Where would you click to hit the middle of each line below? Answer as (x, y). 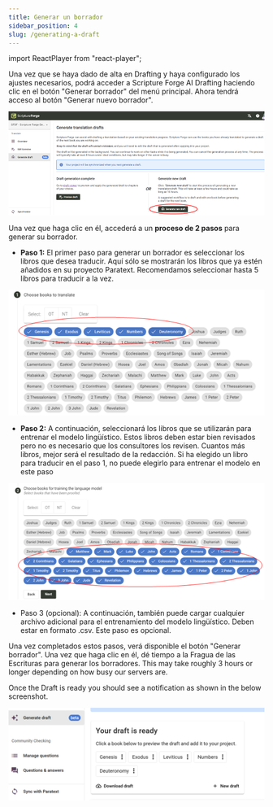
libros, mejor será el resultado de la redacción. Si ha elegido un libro (134, 455)
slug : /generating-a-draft (54, 34)
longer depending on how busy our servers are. (88, 672)
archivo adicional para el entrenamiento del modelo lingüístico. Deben (137, 622)
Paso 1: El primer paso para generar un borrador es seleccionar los (132, 252)
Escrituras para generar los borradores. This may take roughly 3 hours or (131, 664)
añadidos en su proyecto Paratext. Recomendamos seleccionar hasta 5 (139, 269)
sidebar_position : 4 (43, 26)
